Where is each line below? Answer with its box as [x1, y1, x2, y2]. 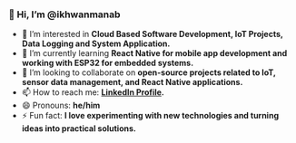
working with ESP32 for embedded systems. [21, 58, 194, 69]
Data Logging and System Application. [21, 38, 171, 49]
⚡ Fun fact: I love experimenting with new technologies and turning [21, 110, 279, 121]
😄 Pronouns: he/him [21, 100, 101, 111]
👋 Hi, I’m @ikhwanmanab [8, 8, 121, 21]
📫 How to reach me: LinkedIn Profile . [21, 87, 165, 98]
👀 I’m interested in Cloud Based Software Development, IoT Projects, [21, 29, 283, 40]
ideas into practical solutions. [21, 123, 137, 134]
